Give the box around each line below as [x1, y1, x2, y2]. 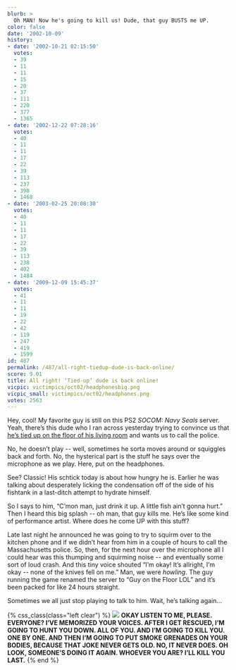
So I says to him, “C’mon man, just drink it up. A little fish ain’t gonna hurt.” [7, 502, 223, 511]
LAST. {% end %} [7, 656, 60, 664]
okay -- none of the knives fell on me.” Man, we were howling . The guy [7, 568, 213, 576]
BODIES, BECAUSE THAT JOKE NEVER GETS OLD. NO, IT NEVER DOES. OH [7, 641, 229, 650]
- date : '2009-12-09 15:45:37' [7, 279, 99, 286]
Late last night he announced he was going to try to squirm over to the [7, 531, 211, 539]
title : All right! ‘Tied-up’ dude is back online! [7, 377, 159, 384]
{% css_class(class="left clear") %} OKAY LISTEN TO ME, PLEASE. [7, 611, 213, 620]
